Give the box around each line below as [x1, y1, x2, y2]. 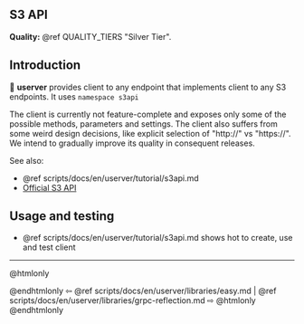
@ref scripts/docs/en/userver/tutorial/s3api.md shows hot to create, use [22, 233, 293, 243]
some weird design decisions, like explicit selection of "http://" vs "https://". [9, 128, 291, 138]
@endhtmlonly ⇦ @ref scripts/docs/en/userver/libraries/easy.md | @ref [9, 285, 277, 297]
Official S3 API [22, 182, 77, 193]
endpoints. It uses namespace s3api [9, 91, 139, 102]
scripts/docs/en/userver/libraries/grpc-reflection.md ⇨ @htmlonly [9, 295, 256, 306]
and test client [22, 242, 76, 253]
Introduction [9, 58, 81, 73]
